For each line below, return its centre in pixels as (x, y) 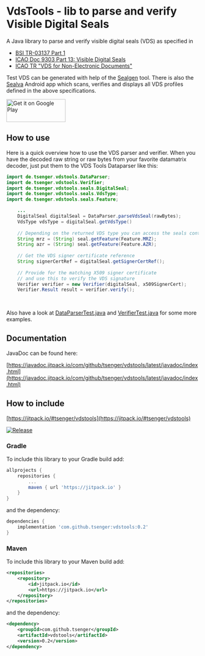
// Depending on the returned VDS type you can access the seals (102, 233)
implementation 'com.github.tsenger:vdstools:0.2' (83, 527)
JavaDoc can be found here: (42, 353)
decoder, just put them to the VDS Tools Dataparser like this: (82, 165)
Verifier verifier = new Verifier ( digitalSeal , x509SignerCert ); (102, 284)
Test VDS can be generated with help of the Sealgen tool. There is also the (100, 77)
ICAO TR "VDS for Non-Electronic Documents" (74, 66)
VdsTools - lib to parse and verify (92, 11)
